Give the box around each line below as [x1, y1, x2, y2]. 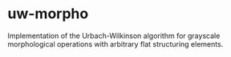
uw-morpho [7, 5, 89, 23]
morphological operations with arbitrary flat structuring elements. [7, 39, 224, 48]
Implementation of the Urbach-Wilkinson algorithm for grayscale [7, 31, 221, 40]
